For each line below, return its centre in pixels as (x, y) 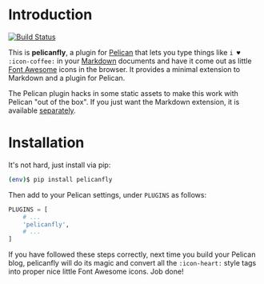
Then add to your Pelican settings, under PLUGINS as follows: (107, 194)
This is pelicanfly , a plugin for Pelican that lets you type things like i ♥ (124, 52)
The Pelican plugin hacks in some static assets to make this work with (123, 93)
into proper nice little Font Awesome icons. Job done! (96, 272)
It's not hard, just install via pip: (60, 165)
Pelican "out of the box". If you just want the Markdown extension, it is (124, 102)
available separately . (42, 110)
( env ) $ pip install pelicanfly (60, 179)
